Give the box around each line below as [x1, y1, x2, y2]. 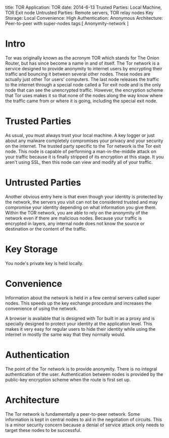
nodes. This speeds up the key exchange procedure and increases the [5, 300, 152, 306]
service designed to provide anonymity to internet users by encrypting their [5, 65, 162, 71]
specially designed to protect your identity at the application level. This [5, 321, 152, 327]
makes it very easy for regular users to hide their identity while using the [5, 326, 155, 332]
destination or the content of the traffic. [5, 226, 87, 232]
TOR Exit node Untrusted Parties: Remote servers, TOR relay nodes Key [5, 10, 154, 16]
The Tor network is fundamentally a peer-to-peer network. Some [5, 411, 140, 417]
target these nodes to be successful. [5, 427, 82, 433]
